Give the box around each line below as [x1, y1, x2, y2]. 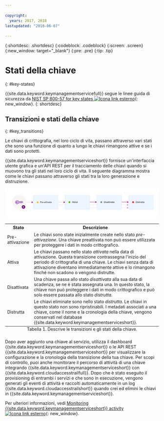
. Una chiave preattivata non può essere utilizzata [56, 236, 155, 242]
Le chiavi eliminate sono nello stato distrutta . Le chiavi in [34, 299, 147, 304]
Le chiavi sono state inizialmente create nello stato [34, 232, 135, 237]
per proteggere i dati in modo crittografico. [34, 242, 120, 248]
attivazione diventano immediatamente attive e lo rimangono [34, 264, 155, 270]
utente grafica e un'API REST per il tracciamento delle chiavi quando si [5, 163, 147, 168]
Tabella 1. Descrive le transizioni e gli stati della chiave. [26, 326, 138, 332]
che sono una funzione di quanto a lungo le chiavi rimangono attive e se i [5, 142, 152, 149]
